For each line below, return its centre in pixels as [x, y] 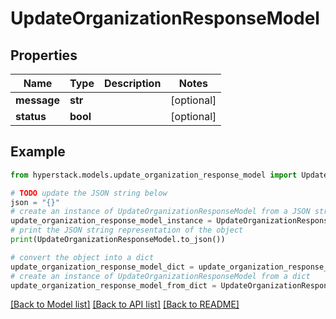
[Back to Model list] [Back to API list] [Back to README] [125, 304]
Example [38, 152]
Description [132, 83]
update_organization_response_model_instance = [111, 221]
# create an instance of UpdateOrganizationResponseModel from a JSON [160, 212]
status [31, 116]
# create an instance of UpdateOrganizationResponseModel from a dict [160, 276]
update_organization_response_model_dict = [102, 267]
